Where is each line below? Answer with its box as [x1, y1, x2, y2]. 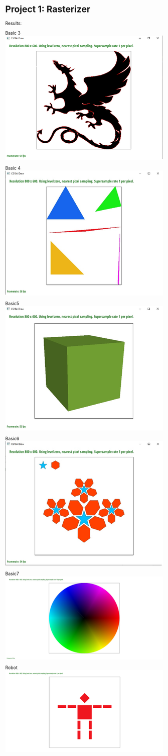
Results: [5, 20, 22, 26]
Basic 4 [5, 165, 21, 171]
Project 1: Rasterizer [5, 4, 91, 15]
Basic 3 [5, 30, 21, 36]
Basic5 [5, 300, 20, 306]
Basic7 [5, 571, 19, 577]
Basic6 [5, 435, 20, 441]
